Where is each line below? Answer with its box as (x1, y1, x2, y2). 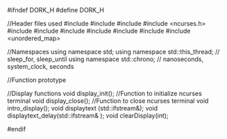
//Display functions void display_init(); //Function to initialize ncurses (7, 90, 203, 97)
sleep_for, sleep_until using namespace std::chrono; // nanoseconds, (7, 55, 204, 63)
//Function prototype (7, 76, 67, 84)
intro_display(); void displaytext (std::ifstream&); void (7, 104, 158, 112)
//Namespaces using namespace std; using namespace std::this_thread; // (7, 48, 220, 56)
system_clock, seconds (7, 63, 74, 70)
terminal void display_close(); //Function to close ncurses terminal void (7, 97, 209, 105)
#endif (7, 125, 26, 133)
